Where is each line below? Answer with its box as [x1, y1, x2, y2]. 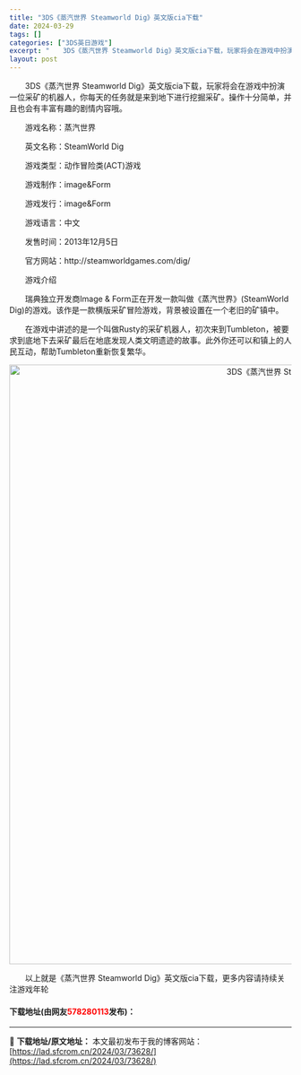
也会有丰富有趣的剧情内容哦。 [16, 103, 127, 113]
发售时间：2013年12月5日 [24, 237, 119, 247]
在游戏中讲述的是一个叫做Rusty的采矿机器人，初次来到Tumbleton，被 [24, 324, 282, 334]
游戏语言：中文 [24, 217, 81, 228]
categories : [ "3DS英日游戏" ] [9, 38, 113, 48]
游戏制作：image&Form [24, 179, 112, 189]
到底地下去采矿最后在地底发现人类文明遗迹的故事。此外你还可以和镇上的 [16, 335, 284, 345]
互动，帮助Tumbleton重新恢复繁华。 [16, 346, 150, 357]
